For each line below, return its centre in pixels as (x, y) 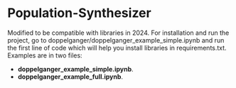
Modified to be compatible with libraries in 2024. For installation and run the (118, 33)
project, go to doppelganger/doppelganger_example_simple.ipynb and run (116, 40)
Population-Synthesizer (79, 13)
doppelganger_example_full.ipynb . (70, 77)
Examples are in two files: (45, 55)
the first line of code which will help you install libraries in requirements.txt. (117, 48)
